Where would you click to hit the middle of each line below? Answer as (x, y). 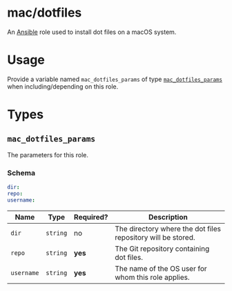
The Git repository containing (162, 249)
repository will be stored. (155, 237)
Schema (21, 173)
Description (168, 217)
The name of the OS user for (161, 268)
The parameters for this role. (48, 155)
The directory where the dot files (168, 229)
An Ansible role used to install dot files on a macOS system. (92, 32)
